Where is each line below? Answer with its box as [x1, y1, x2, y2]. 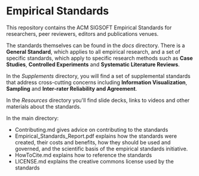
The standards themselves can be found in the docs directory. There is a [6, 42, 185, 49]
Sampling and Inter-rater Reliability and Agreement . [6, 85, 137, 92]
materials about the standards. [6, 103, 82, 110]
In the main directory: [6, 115, 59, 122]
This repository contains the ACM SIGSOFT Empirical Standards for [6, 24, 172, 31]
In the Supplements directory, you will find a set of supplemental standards [6, 72, 191, 79]
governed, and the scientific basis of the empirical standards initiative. [14, 145, 188, 152]
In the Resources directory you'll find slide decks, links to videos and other [6, 97, 190, 104]
